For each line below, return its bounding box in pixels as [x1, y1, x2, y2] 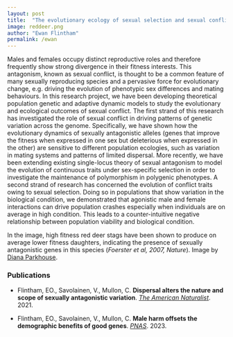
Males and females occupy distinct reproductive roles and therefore [7, 55, 201, 63]
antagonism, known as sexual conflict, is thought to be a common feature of [7, 70, 225, 79]
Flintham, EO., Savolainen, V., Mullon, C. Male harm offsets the [17, 314, 198, 323]
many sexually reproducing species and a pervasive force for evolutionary [7, 77, 219, 85]
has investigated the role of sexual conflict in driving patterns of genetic [7, 114, 213, 122]
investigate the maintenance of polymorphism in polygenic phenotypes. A [7, 173, 218, 181]
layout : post [7, 10, 45, 17]
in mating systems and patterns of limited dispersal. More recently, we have [7, 151, 223, 160]
